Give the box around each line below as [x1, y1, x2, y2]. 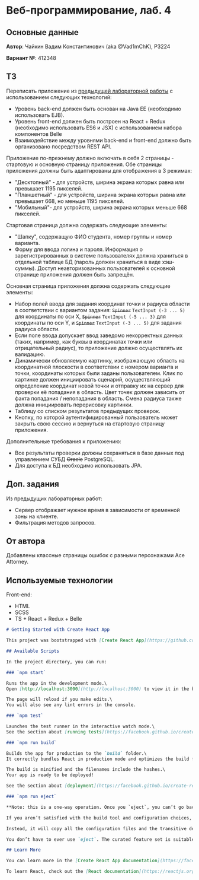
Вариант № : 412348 [6, 55, 56, 61]
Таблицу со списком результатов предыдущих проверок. [14, 407, 161, 414]
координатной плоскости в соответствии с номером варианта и [14, 363, 178, 370]
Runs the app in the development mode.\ [6, 680, 108, 686]
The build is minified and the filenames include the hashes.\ [6, 767, 166, 773]
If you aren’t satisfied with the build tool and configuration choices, [6, 815, 192, 821]
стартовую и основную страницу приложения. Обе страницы [6, 161, 162, 168]
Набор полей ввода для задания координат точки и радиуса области [14, 300, 190, 307]
